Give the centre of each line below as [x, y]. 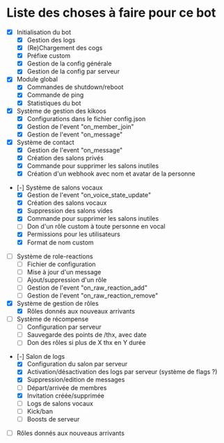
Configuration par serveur [64, 327]
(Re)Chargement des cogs [65, 48]
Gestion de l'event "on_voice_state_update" [89, 195]
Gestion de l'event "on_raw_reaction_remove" [93, 295]
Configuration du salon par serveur [77, 364]
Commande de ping [55, 95]
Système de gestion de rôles [57, 303]
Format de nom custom [61, 242]
